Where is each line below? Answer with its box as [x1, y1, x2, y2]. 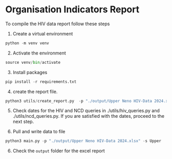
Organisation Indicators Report [5, 4, 140, 15]
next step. [12, 118, 34, 125]
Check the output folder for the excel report [12, 148, 105, 154]
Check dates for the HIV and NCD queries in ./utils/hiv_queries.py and [12, 108, 160, 114]
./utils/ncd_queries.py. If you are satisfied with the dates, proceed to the [12, 113, 165, 119]
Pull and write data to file [12, 129, 66, 135]
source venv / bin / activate [5, 60, 60, 65]
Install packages [12, 69, 48, 75]
